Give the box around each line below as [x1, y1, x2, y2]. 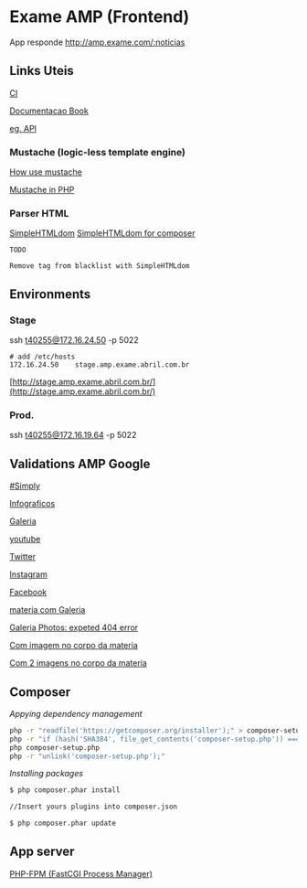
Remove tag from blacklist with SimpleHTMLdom [9, 262, 190, 271]
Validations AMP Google [9, 455, 151, 472]
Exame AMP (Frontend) [9, 6, 190, 27]
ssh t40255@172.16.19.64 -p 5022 [9, 430, 137, 441]
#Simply [9, 480, 41, 491]
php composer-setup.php [9, 743, 101, 752]
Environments [9, 286, 91, 302]
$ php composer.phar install [9, 786, 121, 795]
